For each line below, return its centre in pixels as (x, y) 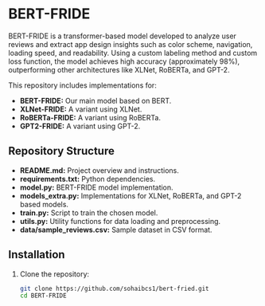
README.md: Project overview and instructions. (99, 170)
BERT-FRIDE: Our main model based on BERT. (95, 100)
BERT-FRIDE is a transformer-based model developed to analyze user (123, 36)
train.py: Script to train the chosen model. (89, 213)
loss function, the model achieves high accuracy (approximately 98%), (124, 61)
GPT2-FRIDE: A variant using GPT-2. (80, 126)
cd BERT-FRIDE (43, 296)
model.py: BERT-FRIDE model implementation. (96, 187)
